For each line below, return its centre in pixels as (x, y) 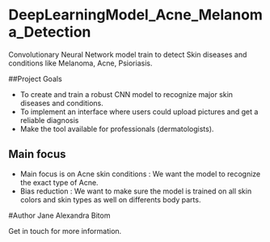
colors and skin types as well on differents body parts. (110, 199)
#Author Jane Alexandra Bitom (59, 215)
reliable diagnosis (49, 120)
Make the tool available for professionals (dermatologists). (117, 129)
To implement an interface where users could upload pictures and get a (139, 112)
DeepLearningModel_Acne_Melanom (135, 15)
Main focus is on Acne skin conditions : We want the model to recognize (140, 174)
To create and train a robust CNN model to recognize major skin (126, 94)
